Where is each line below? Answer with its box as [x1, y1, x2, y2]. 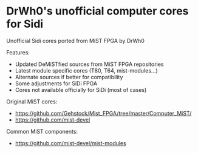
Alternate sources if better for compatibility [15, 73, 123, 80]
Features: [6, 48, 30, 56]
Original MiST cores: [6, 98, 58, 105]
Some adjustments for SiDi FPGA [15, 80, 98, 87]
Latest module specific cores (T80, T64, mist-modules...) [15, 67, 158, 74]
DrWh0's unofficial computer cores [6, 4, 189, 18]
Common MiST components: [6, 128, 78, 135]
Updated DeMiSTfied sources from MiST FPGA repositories [15, 60, 164, 68]
